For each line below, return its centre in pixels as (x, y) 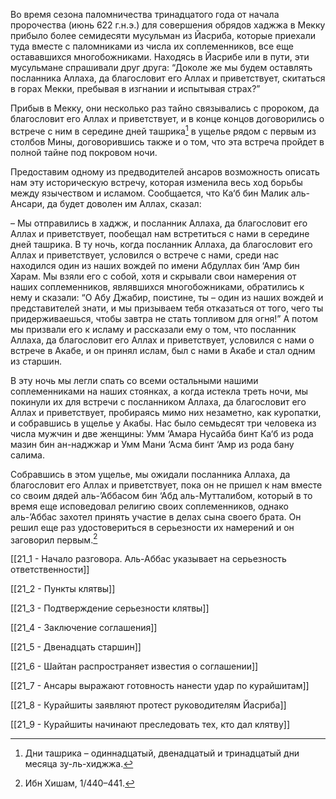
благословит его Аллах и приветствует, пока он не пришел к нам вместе (166, 485)
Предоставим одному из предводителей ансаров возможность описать (165, 171)
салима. (28, 455)
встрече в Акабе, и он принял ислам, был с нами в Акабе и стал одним (163, 350)
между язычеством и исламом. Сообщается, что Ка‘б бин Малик (149, 193)
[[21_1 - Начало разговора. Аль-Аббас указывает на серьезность (148, 559)
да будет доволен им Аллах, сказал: (124, 203)
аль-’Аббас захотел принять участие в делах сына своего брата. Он (156, 516)
